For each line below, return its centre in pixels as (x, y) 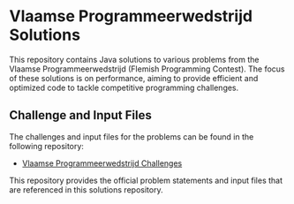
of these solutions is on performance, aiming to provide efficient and (134, 78)
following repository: (46, 146)
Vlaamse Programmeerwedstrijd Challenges (102, 163)
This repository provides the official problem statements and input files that (146, 180)
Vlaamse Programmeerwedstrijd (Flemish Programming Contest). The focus (147, 69)
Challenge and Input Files (80, 115)
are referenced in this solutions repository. (86, 189)
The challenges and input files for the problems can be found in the (132, 136)
